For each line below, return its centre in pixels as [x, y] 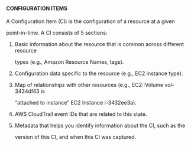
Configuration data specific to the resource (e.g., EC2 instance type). [99, 73]
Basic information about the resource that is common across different [99, 44]
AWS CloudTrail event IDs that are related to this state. [81, 114]
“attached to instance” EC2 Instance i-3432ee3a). [76, 103]
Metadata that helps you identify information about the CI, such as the [100, 126]
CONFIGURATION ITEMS [37, 8]
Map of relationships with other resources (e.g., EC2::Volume [89, 85]
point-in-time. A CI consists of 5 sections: [57, 33]
